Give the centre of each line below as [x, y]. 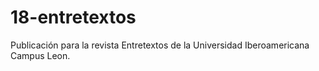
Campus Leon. [40, 55]
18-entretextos [73, 17]
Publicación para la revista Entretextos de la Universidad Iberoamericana [160, 45]
